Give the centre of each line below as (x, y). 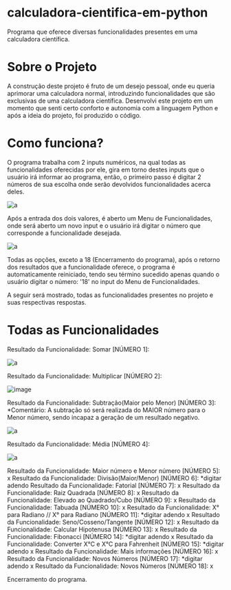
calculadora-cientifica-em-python (108, 13)
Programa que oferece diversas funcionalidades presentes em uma (102, 32)
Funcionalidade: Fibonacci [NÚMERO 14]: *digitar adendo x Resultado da (110, 536)
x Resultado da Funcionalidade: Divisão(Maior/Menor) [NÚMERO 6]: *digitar (114, 478)
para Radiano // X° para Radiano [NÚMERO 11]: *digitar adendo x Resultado (113, 514)
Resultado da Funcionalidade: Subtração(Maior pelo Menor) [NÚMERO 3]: (112, 403)
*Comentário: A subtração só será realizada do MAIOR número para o (107, 410)
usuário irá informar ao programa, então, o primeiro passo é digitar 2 (104, 176)
